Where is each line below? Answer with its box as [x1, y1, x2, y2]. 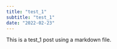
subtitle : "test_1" [6, 14, 55, 20]
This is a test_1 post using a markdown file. [6, 36, 112, 44]
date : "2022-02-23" [6, 20, 55, 26]
